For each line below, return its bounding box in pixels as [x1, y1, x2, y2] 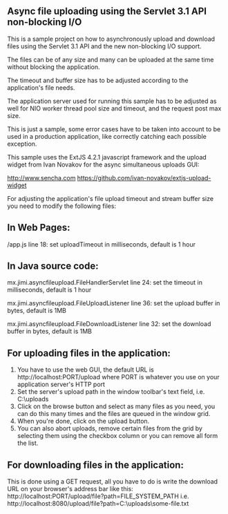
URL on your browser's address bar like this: [7, 485, 133, 493]
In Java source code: [7, 260, 99, 272]
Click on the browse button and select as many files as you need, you [17, 402, 216, 410]
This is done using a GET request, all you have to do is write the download [7, 477, 218, 486]
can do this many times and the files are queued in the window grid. [17, 410, 211, 418]
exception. [7, 140, 37, 148]
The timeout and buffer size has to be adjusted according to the [7, 76, 189, 84]
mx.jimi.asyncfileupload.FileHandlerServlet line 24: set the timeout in [7, 278, 202, 287]
